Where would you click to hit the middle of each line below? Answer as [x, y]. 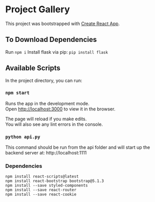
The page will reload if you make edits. [46, 119]
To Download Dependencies [51, 40]
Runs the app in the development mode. [47, 103]
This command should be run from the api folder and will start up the [78, 147]
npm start [17, 93]
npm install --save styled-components [47, 186]
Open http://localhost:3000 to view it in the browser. [60, 109]
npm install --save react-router [41, 190]
